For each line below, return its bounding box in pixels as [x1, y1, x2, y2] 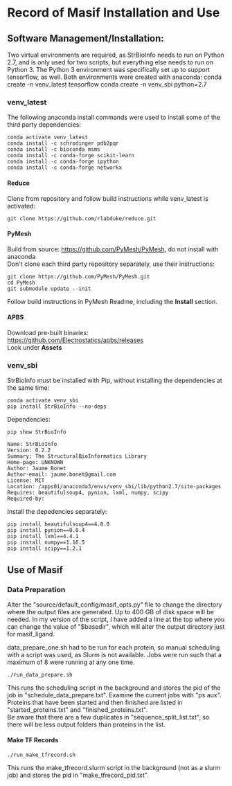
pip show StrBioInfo [7, 429, 67, 436]
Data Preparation [7, 584, 66, 594]
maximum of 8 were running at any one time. [7, 658, 135, 666]
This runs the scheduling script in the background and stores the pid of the [7, 684, 221, 692]
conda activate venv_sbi [7, 397, 79, 404]
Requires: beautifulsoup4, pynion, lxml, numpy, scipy [7, 490, 169, 497]
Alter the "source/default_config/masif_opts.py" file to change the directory [7, 600, 223, 609]
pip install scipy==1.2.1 [7, 545, 82, 552]
